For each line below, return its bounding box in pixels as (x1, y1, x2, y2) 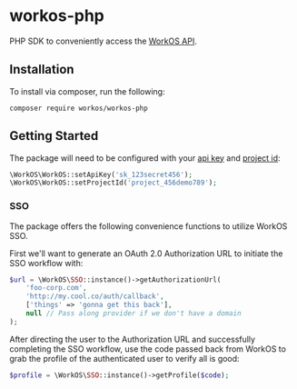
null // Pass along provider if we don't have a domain (25, 309, 243, 318)
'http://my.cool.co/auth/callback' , (25, 292, 165, 301)
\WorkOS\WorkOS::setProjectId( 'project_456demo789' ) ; (9, 178, 218, 187)
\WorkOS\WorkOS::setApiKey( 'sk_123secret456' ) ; (9, 170, 193, 179)
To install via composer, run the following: (9, 85, 165, 96)
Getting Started (9, 128, 99, 144)
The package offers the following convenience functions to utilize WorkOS (9, 220, 288, 232)
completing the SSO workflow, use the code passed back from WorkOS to (9, 343, 286, 354)
